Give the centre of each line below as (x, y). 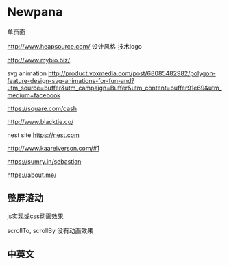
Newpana (35, 12)
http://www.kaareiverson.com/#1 (53, 148)
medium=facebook (34, 95)
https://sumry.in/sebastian (44, 161)
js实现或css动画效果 (35, 216)
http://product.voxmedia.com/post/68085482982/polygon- (132, 73)
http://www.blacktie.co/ (40, 121)
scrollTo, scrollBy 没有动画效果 (50, 230)
